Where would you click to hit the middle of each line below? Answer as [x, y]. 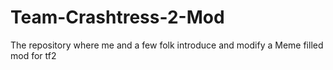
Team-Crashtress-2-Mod [117, 17]
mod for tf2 [33, 55]
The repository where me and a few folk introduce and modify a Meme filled [167, 45]
